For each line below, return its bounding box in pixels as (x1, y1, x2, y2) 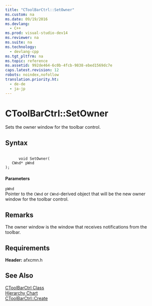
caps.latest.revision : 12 (5, 68, 59, 73)
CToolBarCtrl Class (5, 285, 44, 291)
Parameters (5, 175, 30, 181)
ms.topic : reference (5, 58, 48, 63)
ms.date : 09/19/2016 (5, 16, 48, 21)
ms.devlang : (5, 21, 30, 26)
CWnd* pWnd (11, 161, 35, 166)
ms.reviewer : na (5, 35, 39, 40)
